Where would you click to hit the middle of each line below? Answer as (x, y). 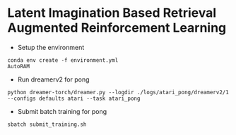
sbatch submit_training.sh (47, 124)
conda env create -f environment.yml (63, 60)
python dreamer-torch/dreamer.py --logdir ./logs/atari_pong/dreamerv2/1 (118, 92)
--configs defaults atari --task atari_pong (74, 98)
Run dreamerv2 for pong (53, 79)
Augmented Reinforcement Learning (117, 28)
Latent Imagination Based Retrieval (112, 13)
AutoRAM (19, 66)
